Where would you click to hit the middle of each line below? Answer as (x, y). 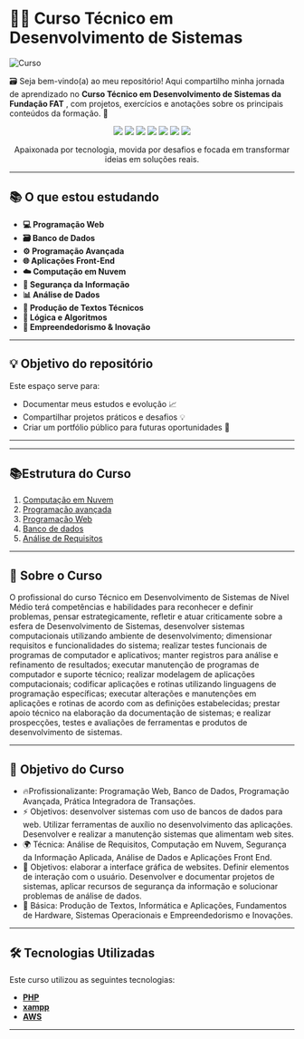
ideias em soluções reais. (152, 159)
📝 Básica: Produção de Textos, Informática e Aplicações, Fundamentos (155, 905)
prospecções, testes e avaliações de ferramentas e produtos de (128, 723)
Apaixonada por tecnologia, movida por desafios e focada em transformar (152, 150)
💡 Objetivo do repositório (81, 364)
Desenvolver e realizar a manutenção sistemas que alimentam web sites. (158, 834)
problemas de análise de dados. (82, 896)
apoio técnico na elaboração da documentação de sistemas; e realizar (140, 713)
